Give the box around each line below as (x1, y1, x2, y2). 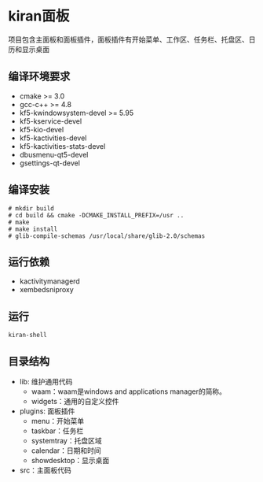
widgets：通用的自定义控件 (31, 397, 119, 406)
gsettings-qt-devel (19, 158, 81, 168)
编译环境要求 (8, 70, 71, 83)
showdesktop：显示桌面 (31, 456, 110, 465)
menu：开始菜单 (31, 417, 85, 425)
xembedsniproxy (19, 285, 75, 295)
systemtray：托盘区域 (31, 436, 102, 445)
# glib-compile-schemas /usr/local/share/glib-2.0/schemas (8, 232, 206, 240)
